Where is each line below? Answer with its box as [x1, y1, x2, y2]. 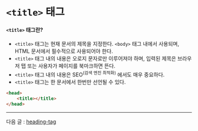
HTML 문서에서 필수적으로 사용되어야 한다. [14, 48, 113, 55]
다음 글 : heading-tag [6, 118, 57, 125]
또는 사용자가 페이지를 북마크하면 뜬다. [27, 62, 116, 69]
